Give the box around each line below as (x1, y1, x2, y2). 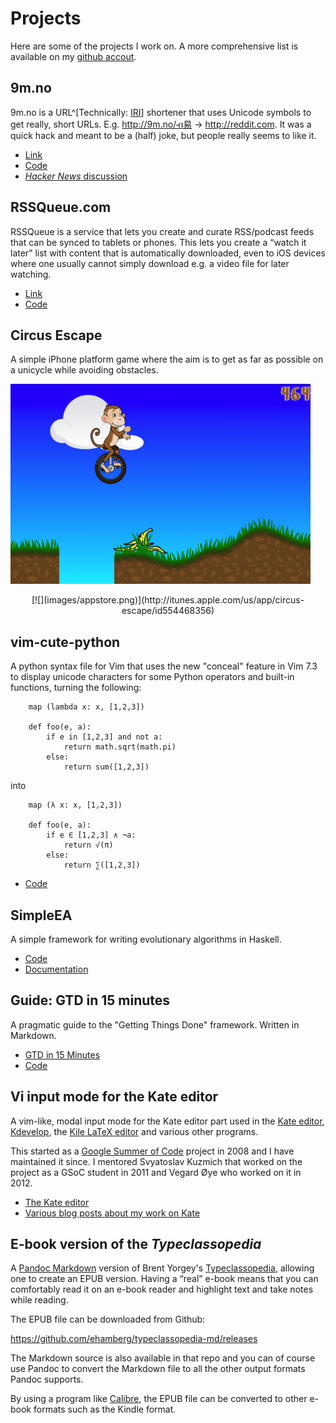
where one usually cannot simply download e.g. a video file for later (10, 257, 290, 269)
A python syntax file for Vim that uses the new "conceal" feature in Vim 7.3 (10, 660, 318, 672)
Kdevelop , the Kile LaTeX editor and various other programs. (10, 1125, 259, 1137)
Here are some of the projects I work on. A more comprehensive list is (10, 40, 299, 52)
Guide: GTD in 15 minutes (10, 992, 171, 1009)
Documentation (24, 963, 89, 975)
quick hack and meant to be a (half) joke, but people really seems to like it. (10, 129, 317, 141)
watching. (10, 268, 52, 280)
